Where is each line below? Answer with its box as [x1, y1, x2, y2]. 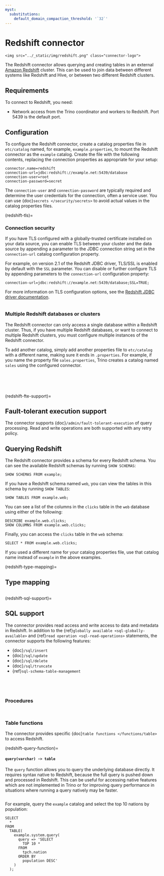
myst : [5, 7, 16, 12]
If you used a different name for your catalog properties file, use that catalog [5, 549, 159, 555]
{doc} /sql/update [12, 652, 48, 658]
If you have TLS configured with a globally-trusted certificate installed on [5, 236, 152, 241]
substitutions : [9, 12, 41, 17]
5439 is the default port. [12, 114, 61, 120]
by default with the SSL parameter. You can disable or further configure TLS [5, 266, 157, 272]
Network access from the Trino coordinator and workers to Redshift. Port [12, 109, 159, 115]
